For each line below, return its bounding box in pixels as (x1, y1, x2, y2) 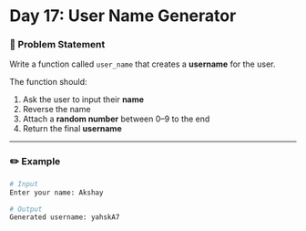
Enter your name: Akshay (9, 188, 104, 197)
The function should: (9, 77, 88, 88)
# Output (9, 205, 43, 214)
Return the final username (22, 123, 122, 134)
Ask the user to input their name (22, 94, 144, 105)
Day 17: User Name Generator (9, 5, 237, 26)
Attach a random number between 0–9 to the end (22, 113, 210, 124)
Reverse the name (22, 104, 91, 115)
